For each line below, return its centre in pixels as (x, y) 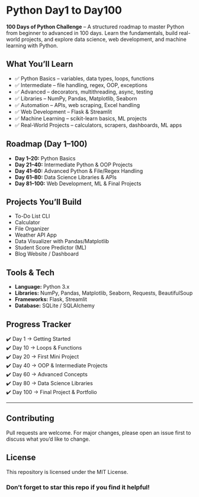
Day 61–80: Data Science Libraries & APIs (66, 177)
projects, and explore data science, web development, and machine (104, 39)
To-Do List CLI (32, 216)
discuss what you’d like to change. (48, 439)
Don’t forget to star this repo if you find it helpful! (78, 487)
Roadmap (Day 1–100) (47, 144)
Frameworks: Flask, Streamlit (51, 299)
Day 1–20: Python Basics (45, 158)
